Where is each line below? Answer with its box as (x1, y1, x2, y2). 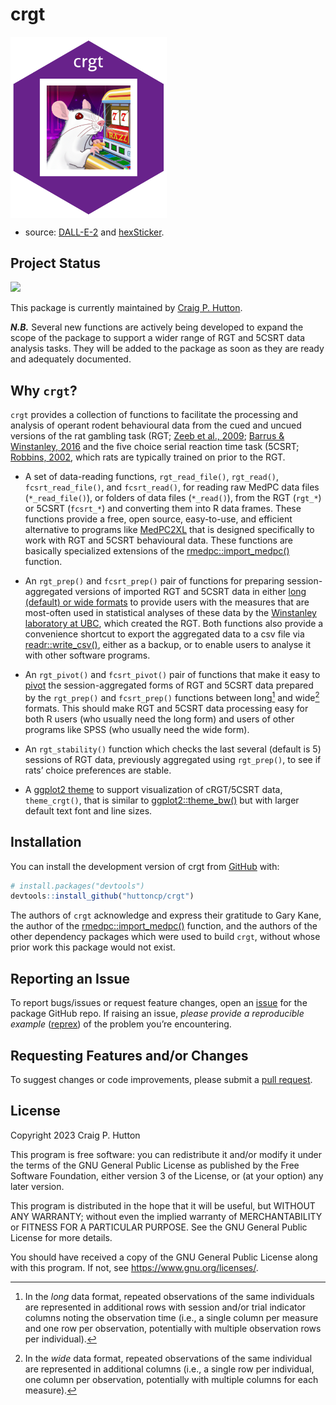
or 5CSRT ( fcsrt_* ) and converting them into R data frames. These (24, 503, 302, 515)
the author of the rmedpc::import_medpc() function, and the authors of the (10, 920, 318, 932)
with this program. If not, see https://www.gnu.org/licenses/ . (10, 1261, 259, 1273)
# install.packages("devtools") (10, 881, 145, 891)
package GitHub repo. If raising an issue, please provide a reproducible (10, 1008, 305, 1020)
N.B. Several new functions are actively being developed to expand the (10, 321, 304, 333)
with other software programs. (24, 649, 151, 662)
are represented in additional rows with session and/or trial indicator (24, 1301, 307, 1313)
